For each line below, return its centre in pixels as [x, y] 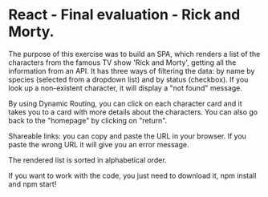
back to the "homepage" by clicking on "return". [88, 120]
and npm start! [32, 184]
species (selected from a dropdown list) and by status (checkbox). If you [128, 79]
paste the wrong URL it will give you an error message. [99, 144]
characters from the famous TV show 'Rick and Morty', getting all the [122, 62]
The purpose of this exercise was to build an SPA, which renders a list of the [134, 54]
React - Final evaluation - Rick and [124, 15]
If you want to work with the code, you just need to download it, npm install [132, 175]
